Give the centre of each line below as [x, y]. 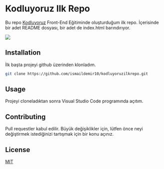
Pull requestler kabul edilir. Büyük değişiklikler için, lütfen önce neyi [74, 129]
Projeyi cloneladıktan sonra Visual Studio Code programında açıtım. [74, 101]
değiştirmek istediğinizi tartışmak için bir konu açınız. [59, 134]
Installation [23, 53]
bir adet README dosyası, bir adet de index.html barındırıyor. [68, 27]
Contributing [25, 117]
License [18, 150]
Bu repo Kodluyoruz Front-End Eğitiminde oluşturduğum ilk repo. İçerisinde [82, 22]
